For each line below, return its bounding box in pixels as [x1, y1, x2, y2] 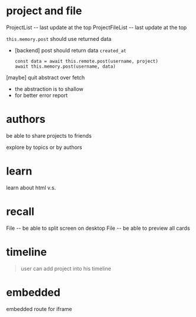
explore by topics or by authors [6, 144, 82, 151]
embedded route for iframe [6, 305, 72, 312]
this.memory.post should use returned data [6, 35, 111, 42]
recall [6, 205, 34, 218]
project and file [6, 4, 82, 18]
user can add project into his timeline [20, 265, 111, 272]
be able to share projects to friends [6, 132, 92, 139]
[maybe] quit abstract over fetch [6, 74, 85, 81]
